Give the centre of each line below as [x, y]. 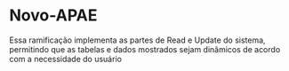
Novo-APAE [53, 16]
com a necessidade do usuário [66, 59]
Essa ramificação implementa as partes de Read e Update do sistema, [137, 40]
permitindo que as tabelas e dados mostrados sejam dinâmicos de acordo [145, 49]
